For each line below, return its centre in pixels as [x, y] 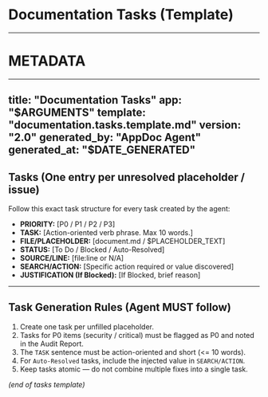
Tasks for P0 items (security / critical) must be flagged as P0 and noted [137, 335]
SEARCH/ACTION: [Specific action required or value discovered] [127, 267]
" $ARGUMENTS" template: [77, 113]
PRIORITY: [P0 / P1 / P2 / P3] [67, 224]
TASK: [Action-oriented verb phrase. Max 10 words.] [106, 233]
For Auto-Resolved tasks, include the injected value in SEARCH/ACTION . [132, 360]
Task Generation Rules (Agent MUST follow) [120, 307]
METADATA [47, 61]
